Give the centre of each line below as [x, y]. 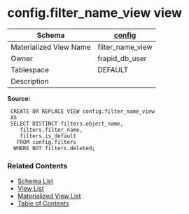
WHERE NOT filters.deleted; [55, 148]
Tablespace [30, 69]
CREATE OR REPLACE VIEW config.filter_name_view [83, 111]
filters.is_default [48, 136]
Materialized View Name [51, 47]
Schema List [35, 181]
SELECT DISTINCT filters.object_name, [67, 123]
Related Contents [37, 166]
